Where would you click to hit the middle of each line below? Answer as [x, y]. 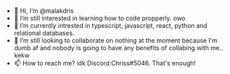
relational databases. [44, 33]
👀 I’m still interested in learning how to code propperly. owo [100, 18]
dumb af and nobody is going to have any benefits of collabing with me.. [119, 48]
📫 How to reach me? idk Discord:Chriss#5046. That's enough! [105, 63]
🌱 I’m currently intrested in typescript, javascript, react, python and [110, 25]
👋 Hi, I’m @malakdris [44, 11]
